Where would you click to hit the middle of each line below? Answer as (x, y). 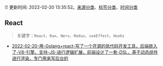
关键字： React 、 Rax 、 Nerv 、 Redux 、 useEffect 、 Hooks (70, 35)
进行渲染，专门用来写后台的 (40, 58)
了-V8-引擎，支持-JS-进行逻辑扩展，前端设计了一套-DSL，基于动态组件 (85, 52)
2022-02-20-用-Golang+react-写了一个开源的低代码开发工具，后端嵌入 (84, 46)
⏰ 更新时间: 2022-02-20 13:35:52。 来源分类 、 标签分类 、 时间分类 (71, 7)
